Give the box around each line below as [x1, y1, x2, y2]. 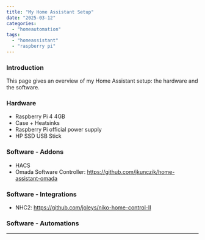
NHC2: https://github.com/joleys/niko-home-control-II [15, 204, 151, 211]
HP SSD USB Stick [15, 132, 62, 140]
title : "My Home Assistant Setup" [6, 9, 95, 15]
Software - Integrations [6, 190, 77, 198]
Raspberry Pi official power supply [15, 126, 102, 133]
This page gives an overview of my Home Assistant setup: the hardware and [6, 77, 198, 84]
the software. [6, 84, 40, 91]
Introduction [6, 63, 44, 72]
